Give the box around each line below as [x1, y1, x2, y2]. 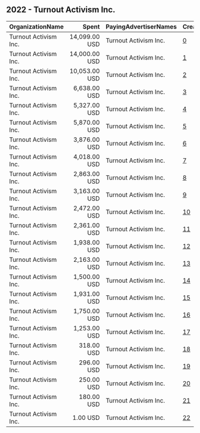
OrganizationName [9, 22, 64, 30]
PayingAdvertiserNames [105, 22, 177, 30]
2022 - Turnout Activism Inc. [6, 5, 116, 15]
